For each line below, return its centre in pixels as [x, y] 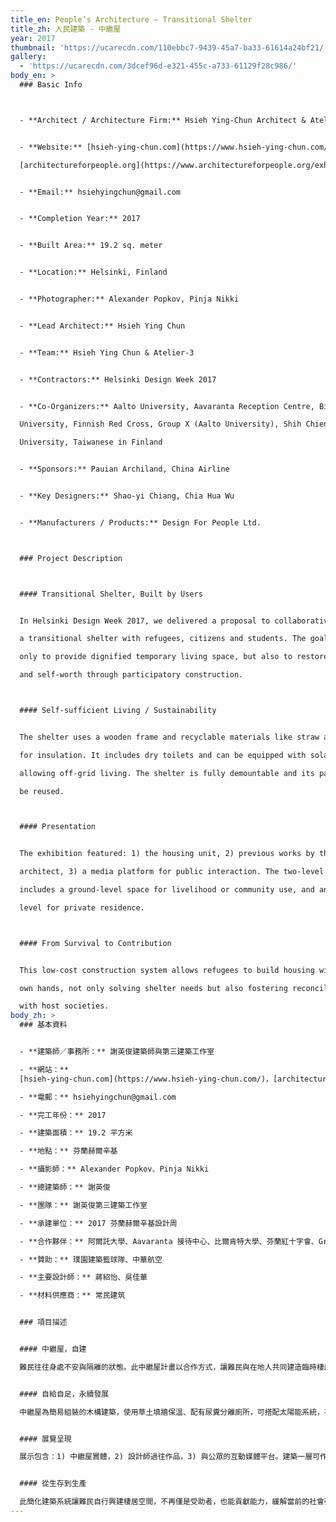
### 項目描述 [43, 1322]
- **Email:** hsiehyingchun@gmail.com [100, 192]
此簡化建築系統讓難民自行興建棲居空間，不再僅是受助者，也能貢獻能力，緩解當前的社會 [172, 1502]
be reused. [42, 791]
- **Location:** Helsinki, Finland [93, 272]
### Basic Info [51, 85]
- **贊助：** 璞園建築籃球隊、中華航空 [91, 1259]
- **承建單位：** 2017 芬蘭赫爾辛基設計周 [98, 1223]
